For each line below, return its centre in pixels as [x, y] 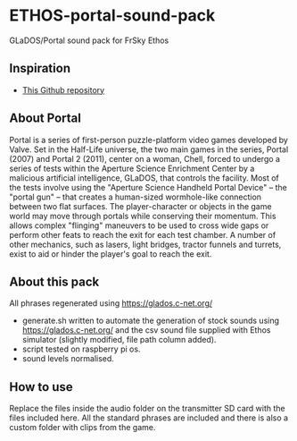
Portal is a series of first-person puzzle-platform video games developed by [148, 140]
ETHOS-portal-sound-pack [112, 16]
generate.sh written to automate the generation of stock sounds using [150, 321]
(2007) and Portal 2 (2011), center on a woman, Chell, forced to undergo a [145, 158]
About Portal [45, 119]
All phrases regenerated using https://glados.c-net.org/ [111, 303]
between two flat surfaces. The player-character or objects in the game [140, 206]
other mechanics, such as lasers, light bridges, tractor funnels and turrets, [145, 244]
